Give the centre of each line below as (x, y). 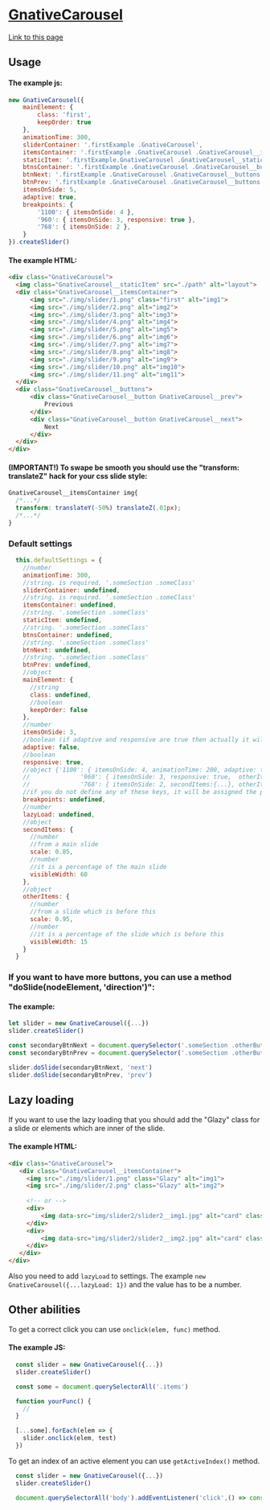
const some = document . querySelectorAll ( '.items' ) (102, 1387)
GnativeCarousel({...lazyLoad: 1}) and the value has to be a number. (125, 1284)
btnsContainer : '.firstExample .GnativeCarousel (106, 167)
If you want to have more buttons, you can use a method (120, 977)
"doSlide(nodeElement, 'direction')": (82, 987)
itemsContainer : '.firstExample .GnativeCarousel (108, 152)
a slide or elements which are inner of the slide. (87, 1128)
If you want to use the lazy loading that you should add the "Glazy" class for (134, 1119)
